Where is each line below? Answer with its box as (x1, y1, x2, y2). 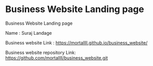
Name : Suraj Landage (5, 30, 52, 36)
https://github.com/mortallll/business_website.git (5, 54, 108, 61)
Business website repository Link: (5, 49, 76, 55)
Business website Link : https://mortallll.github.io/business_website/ (5, 39, 148, 46)
